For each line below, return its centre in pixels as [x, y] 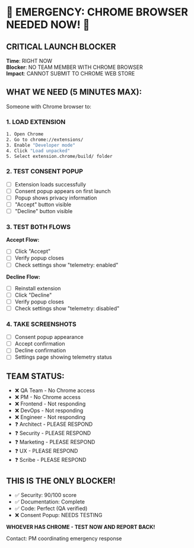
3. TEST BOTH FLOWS [39, 227]
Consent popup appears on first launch [63, 191]
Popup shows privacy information [56, 198]
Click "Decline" [33, 295]
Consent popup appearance [49, 337]
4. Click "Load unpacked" [38, 151]
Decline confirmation [40, 350]
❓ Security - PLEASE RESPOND [53, 433]
